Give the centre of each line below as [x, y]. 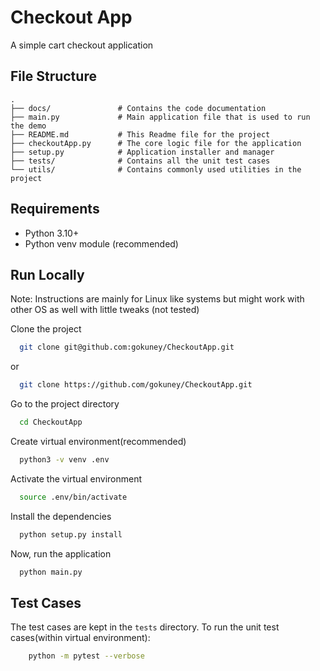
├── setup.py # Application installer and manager [142, 152]
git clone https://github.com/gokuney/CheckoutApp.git [136, 385]
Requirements [55, 209]
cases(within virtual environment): [80, 638]
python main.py [51, 572]
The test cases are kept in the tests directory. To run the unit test [145, 627]
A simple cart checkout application [82, 45]
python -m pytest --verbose [86, 656]
